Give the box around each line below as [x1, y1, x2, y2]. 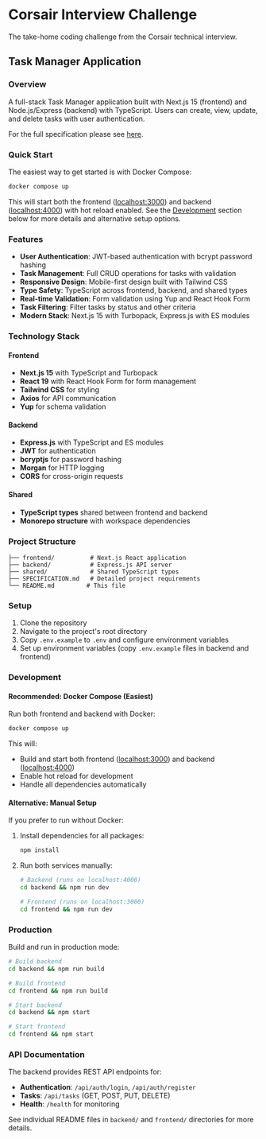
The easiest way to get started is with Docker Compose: [8, 167, 192, 177]
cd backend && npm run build [8, 965, 105, 973]
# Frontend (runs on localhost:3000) [19, 898, 145, 906]
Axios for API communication [19, 394, 117, 403]
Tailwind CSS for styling [19, 385, 100, 395]
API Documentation [8, 1049, 86, 1060]
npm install [19, 846, 60, 854]
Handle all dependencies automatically [19, 779, 147, 789]
